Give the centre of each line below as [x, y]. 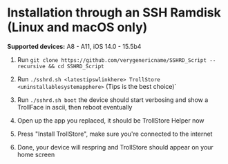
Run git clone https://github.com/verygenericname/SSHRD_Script [112, 59]
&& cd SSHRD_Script [76, 66]
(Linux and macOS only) [77, 27]
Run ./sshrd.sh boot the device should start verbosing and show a [113, 100]
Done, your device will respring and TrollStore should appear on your [115, 147]
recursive [31, 66]
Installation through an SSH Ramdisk [114, 13]
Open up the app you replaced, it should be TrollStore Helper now [111, 120]
